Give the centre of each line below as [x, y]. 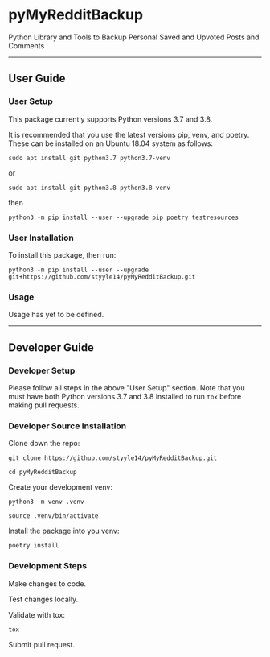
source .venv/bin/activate [53, 516]
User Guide [37, 79]
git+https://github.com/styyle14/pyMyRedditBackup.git [102, 277]
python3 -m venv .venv [46, 502]
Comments [27, 45]
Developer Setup [42, 370]
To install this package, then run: [62, 254]
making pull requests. [44, 405]
